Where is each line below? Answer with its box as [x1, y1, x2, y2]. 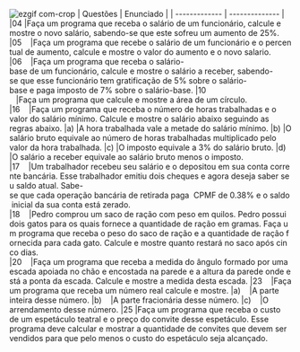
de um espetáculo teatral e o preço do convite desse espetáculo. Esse [9, 314, 270, 324]
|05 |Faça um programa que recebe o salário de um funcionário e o [9, 37, 264, 48]
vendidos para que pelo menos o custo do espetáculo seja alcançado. [9, 333, 269, 343]
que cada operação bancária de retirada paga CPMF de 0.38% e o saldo [20, 189, 290, 200]
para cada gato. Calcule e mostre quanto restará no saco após [44, 238, 275, 248]
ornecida [9, 238, 43, 248]
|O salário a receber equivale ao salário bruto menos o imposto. [9, 152, 244, 162]
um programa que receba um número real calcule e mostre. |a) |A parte [9, 286, 279, 295]
